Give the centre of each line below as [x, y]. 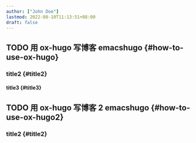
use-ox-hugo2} [35, 117]
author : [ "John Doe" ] [33, 11]
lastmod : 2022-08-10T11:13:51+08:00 [51, 17]
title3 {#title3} [24, 88]
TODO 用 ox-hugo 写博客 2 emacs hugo [78, 108]
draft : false [22, 22]
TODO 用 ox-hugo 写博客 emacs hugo [74, 47]
